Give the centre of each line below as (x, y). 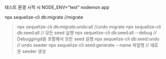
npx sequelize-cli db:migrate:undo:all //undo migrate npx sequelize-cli (89, 27)
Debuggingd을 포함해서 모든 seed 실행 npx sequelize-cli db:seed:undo (88, 39)
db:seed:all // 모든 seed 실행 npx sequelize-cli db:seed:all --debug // (86, 33)
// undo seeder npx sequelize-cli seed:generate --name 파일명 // (83, 45)
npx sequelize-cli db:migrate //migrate (44, 17)
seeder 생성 (34, 51)
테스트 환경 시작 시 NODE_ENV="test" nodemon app (57, 7)
